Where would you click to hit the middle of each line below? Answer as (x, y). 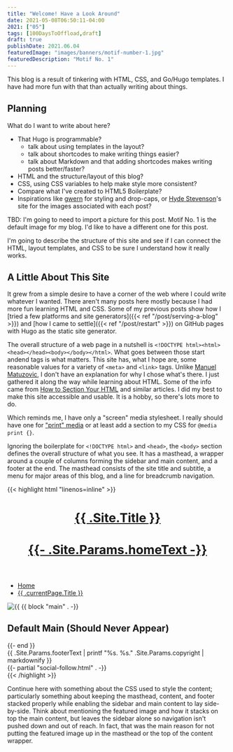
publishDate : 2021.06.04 (43, 46)
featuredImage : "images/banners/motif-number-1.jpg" (86, 53)
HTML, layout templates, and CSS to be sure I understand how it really (108, 248)
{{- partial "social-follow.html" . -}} (57, 667)
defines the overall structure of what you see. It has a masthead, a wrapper (115, 454)
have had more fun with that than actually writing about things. (97, 86)
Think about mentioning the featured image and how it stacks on (125, 711)
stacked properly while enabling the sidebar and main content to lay (105, 703)
